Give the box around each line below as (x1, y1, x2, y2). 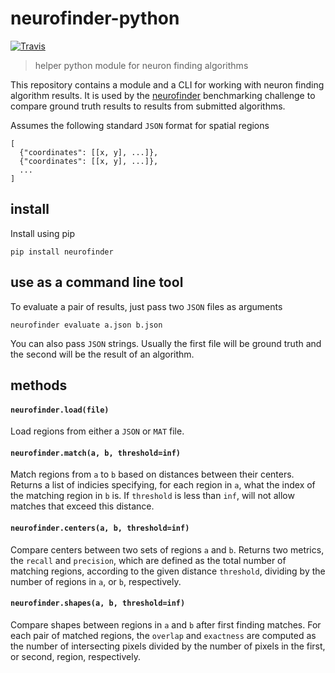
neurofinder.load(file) (10, 405, 110, 415)
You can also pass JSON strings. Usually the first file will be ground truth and (10, 337, 322, 349)
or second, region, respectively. (10, 650, 141, 662)
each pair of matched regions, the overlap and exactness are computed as (10, 629, 317, 641)
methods (10, 377, 68, 394)
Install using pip (10, 227, 76, 239)
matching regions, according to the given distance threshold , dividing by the (10, 565, 326, 577)
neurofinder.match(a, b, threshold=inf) (10, 448, 182, 458)
